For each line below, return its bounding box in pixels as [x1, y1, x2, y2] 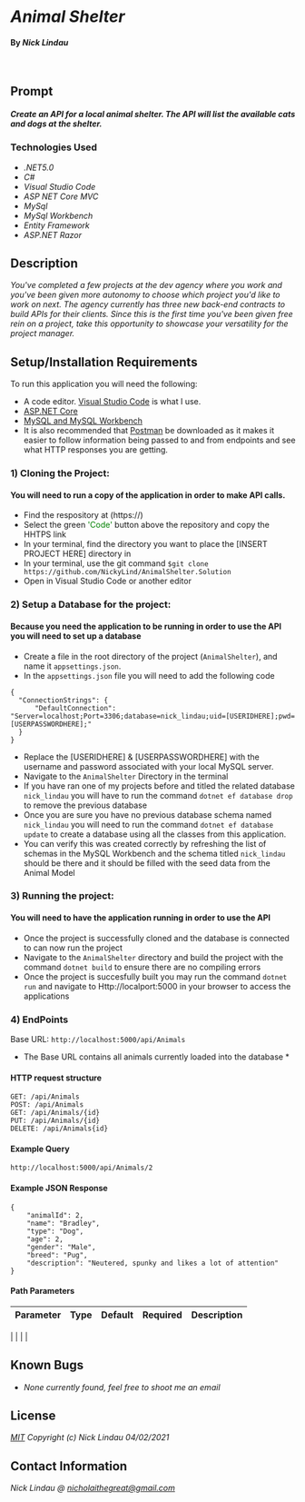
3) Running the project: [10, 890, 114, 902]
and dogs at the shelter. [10, 118, 103, 129]
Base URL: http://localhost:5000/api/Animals [10, 1033, 186, 1044]
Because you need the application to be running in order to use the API [10, 621, 282, 632]
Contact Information [10, 1458, 128, 1474]
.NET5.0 [23, 162, 54, 173]
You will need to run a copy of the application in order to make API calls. [10, 489, 286, 501]
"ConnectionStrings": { [18, 695, 108, 705]
